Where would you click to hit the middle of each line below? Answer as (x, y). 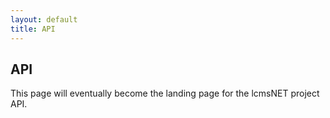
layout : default (44, 19)
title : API (33, 29)
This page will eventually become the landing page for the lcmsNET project (165, 93)
